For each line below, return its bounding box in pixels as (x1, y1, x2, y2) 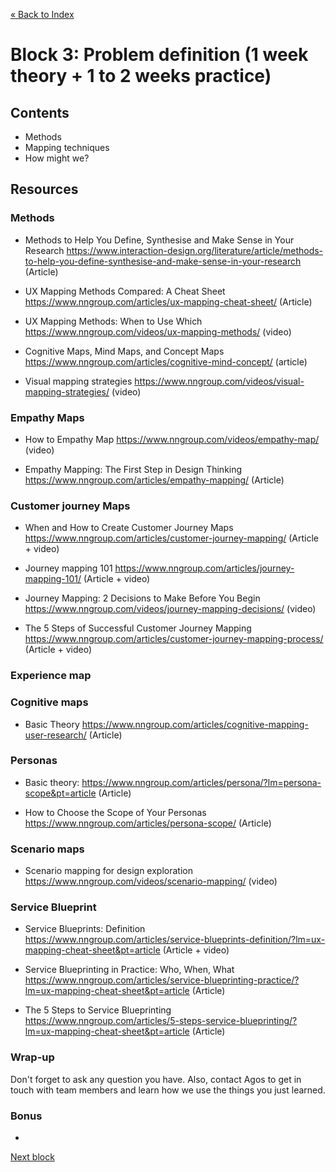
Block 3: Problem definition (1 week (10, 44, 309, 66)
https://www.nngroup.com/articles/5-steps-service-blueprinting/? (24, 1015, 298, 1027)
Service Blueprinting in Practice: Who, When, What (24, 964, 235, 976)
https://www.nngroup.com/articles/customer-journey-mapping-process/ (24, 633, 324, 645)
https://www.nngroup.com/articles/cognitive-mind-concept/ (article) (24, 355, 308, 368)
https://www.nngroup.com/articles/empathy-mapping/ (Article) (24, 474, 285, 486)
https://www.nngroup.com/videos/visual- (134, 375, 305, 387)
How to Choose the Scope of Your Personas (24, 806, 207, 818)
